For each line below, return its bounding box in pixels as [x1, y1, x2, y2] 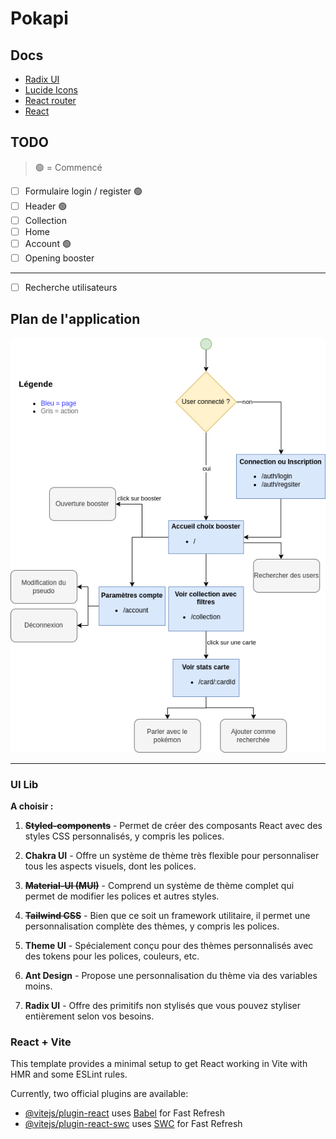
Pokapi [10, 7, 69, 30]
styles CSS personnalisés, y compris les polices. [24, 830, 225, 842]
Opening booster [24, 252, 95, 264]
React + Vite [10, 1035, 72, 1049]
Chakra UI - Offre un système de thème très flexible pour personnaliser [24, 850, 320, 862]
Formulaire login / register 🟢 [24, 185, 143, 197]
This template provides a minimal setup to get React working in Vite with [10, 1058, 308, 1070]
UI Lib [10, 777, 39, 791]
